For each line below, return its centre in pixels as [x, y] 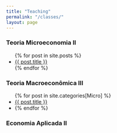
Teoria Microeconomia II [41, 43]
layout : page [22, 22]
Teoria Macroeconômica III [45, 83]
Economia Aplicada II [37, 123]
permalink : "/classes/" [35, 17]
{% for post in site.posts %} [48, 55]
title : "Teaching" [28, 11]
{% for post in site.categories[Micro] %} [63, 95]
